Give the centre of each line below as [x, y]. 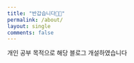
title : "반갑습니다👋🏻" [36, 13]
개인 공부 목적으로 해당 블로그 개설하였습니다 [67, 53]
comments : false [30, 33]
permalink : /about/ [35, 20]
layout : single [29, 26]
